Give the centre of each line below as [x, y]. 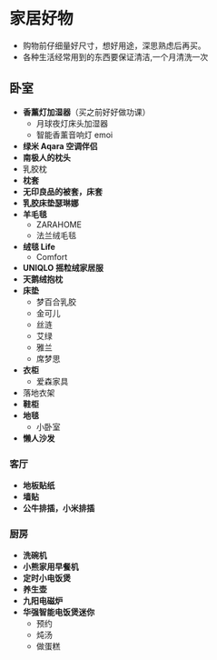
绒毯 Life [39, 246]
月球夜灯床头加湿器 [72, 123]
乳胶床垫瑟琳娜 [50, 203]
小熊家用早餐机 [50, 567]
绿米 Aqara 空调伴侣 [60, 145]
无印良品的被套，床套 [62, 191]
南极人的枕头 [46, 157]
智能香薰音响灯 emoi [74, 135]
